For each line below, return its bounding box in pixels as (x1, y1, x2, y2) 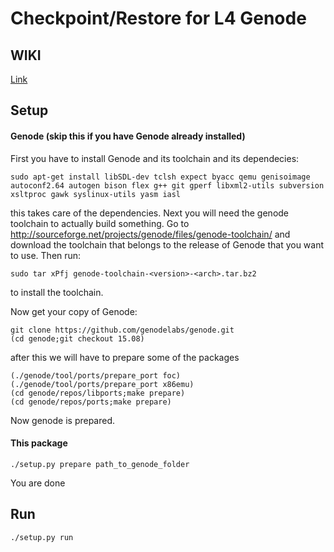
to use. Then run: (10, 249, 82, 261)
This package (10, 437, 68, 449)
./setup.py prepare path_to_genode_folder (10, 459, 190, 469)
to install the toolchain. (10, 286, 104, 298)
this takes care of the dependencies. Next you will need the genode (10, 207, 290, 219)
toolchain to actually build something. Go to (10, 217, 190, 229)
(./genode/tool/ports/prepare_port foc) (10, 370, 182, 381)
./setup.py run (10, 532, 74, 542)
